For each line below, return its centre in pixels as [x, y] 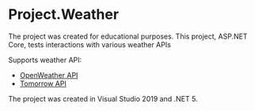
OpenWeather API [49, 75]
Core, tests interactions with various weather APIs [90, 44]
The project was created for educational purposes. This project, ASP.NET [128, 36]
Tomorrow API [43, 83]
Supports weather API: [45, 60]
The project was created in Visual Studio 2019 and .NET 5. [103, 98]
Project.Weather [64, 15]
